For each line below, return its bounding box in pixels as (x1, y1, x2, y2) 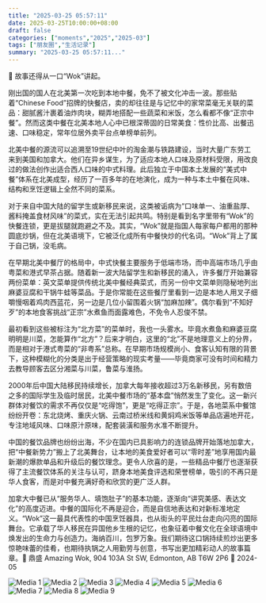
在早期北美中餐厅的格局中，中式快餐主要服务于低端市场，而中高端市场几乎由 (8, 258, 258, 267)
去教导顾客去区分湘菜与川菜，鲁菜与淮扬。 (8, 364, 147, 373)
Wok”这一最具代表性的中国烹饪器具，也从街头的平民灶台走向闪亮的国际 (25, 513, 258, 523)
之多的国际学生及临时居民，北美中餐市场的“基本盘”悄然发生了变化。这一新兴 (8, 390, 257, 400)
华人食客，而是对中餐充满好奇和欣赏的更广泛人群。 (8, 477, 175, 486)
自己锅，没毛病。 (14, 241, 71, 250)
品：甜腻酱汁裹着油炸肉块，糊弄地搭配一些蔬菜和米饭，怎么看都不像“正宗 (8, 108, 248, 117)
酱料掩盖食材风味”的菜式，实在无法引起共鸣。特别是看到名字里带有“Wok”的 (8, 211, 254, 221)
